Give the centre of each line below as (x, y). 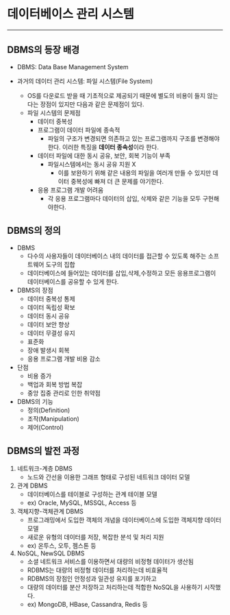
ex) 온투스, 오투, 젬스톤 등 (62, 546)
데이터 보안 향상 (48, 324)
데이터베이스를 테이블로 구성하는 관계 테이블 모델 (92, 494)
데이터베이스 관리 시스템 (71, 14)
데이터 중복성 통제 (51, 298)
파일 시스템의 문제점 (54, 112)
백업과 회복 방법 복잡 (55, 384)
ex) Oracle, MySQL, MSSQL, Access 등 (82, 503)
